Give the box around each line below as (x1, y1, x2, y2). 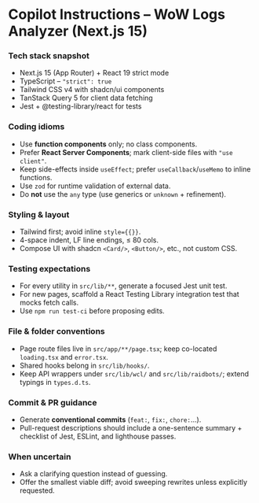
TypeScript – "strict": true (19, 76, 112, 86)
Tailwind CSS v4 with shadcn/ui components (19, 85, 165, 94)
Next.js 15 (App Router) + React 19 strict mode (19, 68, 170, 78)
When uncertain (8, 451, 71, 462)
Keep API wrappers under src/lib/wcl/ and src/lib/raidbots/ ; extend (19, 368, 250, 379)
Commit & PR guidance (8, 397, 97, 408)
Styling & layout (8, 209, 70, 220)
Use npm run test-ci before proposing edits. (19, 306, 165, 316)
